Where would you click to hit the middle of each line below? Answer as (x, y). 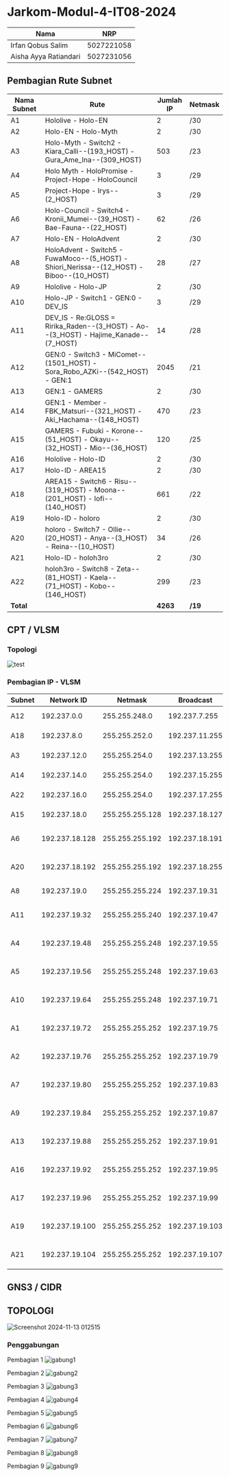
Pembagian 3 (26, 1386)
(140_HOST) (66, 507)
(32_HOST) (63, 448)
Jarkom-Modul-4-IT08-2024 (92, 12)
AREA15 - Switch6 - (79, 481)
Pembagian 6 (26, 1426)
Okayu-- (105, 439)
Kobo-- (103, 586)
